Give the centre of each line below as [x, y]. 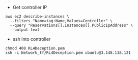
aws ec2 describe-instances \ [37, 17]
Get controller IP [30, 7]
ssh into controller [32, 39]
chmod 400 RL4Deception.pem [35, 48]
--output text [25, 30]
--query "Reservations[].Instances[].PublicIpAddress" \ [72, 25]
